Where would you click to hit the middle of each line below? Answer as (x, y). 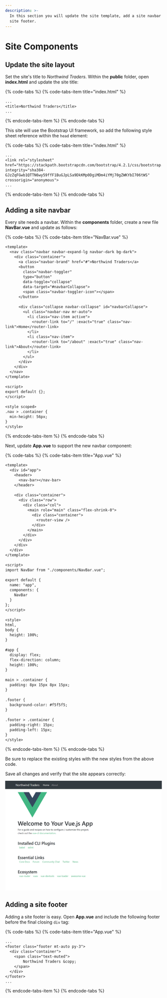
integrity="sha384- (25, 170)
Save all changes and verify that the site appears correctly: (65, 774)
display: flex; (25, 655)
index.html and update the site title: (42, 82)
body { (12, 630)
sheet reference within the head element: (47, 136)
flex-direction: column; (35, 660)
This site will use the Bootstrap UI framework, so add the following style (79, 130)
